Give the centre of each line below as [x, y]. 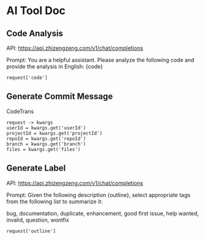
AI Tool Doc [36, 11]
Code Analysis [35, 33]
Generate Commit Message [60, 97]
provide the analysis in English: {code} [55, 66]
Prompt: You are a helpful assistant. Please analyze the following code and [100, 60]
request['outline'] [31, 231]
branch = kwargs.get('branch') [46, 144]
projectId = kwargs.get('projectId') [54, 133]
